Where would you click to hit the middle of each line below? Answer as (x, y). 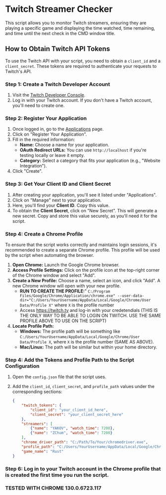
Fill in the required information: (44, 140)
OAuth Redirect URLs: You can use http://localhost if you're (83, 150)
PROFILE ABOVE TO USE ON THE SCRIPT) (63, 321)
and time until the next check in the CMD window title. (60, 33)
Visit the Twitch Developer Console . (49, 95)
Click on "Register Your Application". (50, 134)
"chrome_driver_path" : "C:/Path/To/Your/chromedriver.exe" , (85, 442)
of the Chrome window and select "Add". (54, 275)
